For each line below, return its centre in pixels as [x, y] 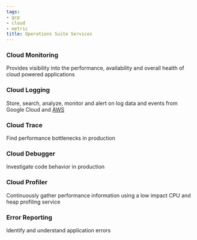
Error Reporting [29, 217]
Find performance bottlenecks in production [61, 138]
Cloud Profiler [27, 182]
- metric [17, 28]
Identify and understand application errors [59, 230]
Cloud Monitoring [32, 55]
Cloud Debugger [31, 154]
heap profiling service [33, 202]
